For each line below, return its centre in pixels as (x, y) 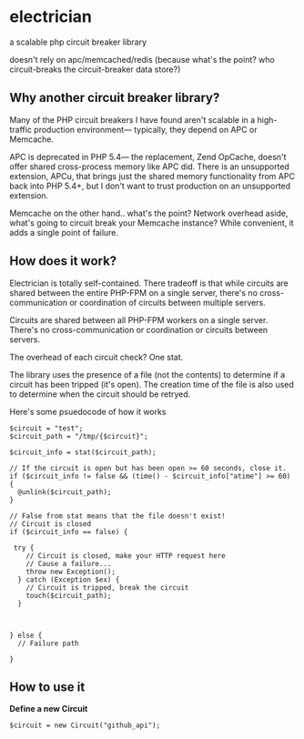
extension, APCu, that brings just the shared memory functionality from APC (152, 176)
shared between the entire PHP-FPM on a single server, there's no (133, 292)
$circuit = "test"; (46, 428)
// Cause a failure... (69, 563)
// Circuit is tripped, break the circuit (107, 587)
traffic (20, 129)
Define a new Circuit (49, 709)
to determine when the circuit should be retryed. (100, 394)
